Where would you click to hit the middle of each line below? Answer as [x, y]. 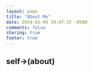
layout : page [22, 11]
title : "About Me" [28, 17]
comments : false [26, 27]
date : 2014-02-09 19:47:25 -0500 [47, 22]
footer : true [22, 38]
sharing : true [23, 33]
